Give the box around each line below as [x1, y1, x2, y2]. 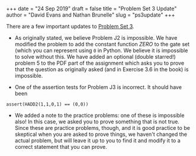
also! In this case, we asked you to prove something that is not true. [14, 118, 179, 125]
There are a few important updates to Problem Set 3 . [6, 23, 134, 30]
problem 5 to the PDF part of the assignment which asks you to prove [14, 59, 185, 66]
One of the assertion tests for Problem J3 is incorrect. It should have [14, 84, 182, 91]
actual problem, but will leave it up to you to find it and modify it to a [14, 137, 181, 144]
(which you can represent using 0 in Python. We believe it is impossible [14, 47, 188, 54]
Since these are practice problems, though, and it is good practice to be [14, 125, 191, 131]
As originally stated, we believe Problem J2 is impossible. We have [14, 34, 178, 41]
